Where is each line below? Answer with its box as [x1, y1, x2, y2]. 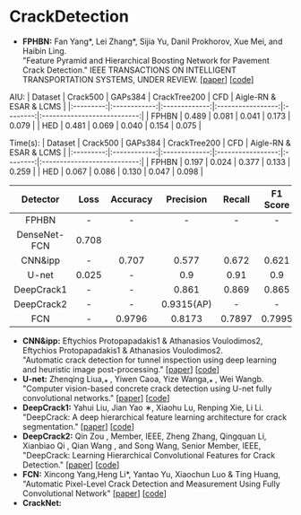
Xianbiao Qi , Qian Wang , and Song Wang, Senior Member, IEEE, [21, 440, 262, 450]
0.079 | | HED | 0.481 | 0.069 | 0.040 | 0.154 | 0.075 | [9, 119, 202, 131]
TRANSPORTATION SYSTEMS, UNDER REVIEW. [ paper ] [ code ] [21, 74, 254, 84]
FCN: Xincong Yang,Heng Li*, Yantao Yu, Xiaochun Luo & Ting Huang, [21, 468, 280, 479]
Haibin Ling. [21, 45, 67, 56]
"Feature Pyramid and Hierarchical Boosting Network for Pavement [21, 55, 271, 65]
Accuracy [110, 193, 153, 205]
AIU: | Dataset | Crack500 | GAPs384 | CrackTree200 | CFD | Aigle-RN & [9, 92, 277, 102]
